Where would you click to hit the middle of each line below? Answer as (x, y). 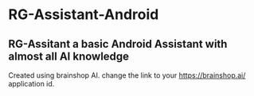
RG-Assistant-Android (84, 15)
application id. (31, 84)
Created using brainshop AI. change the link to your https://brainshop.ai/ (127, 75)
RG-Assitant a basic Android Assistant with (118, 44)
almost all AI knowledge (69, 56)
